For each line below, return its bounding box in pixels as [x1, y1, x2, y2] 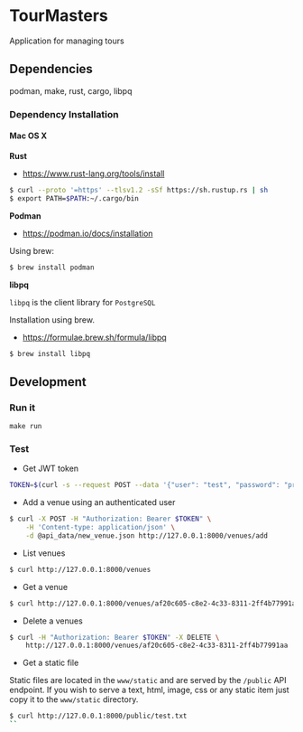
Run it [9, 401, 36, 414]
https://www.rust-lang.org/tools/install [22, 168, 165, 179]
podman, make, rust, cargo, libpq [9, 85, 133, 96]
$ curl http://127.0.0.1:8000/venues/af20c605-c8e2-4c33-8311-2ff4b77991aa [9, 598, 300, 608]
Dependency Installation [9, 108, 119, 120]
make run [9, 422, 42, 431]
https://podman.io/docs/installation [22, 228, 153, 239]
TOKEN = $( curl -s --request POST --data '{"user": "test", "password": [9, 481, 280, 490]
